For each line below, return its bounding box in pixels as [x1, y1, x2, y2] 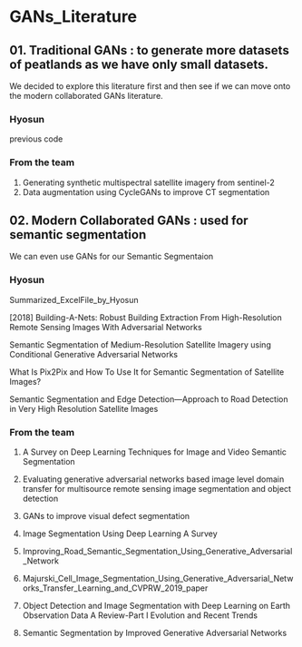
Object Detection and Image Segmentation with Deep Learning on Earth [22, 601, 291, 611]
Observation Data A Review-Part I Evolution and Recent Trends [22, 610, 258, 621]
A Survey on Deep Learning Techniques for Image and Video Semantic [22, 446, 287, 457]
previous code [9, 133, 63, 144]
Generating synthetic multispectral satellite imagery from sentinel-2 [22, 177, 275, 188]
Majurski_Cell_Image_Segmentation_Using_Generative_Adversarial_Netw [22, 573, 294, 583]
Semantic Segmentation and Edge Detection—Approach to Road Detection [9, 393, 288, 405]
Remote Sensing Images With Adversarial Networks [9, 321, 202, 332]
